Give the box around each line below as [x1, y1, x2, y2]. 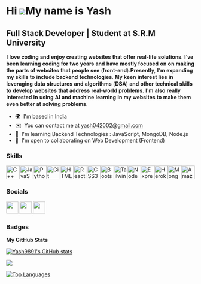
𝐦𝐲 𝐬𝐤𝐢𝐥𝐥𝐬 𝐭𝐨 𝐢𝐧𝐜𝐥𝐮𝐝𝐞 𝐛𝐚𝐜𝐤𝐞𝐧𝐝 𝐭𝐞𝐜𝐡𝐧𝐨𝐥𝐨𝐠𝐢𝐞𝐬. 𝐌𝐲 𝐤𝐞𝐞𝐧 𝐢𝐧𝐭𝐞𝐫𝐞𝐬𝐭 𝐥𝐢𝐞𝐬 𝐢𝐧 [6, 74, 173, 80]
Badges [6, 223, 29, 231]
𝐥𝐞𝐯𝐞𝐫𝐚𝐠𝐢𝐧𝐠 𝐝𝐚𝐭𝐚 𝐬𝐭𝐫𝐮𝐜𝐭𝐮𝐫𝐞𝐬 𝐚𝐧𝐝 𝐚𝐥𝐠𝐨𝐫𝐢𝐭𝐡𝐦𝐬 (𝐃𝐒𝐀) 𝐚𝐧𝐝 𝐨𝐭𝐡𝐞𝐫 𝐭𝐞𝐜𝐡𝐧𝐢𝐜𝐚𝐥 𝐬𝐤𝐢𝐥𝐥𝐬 [6, 80, 193, 87]
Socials [6, 188, 28, 196]
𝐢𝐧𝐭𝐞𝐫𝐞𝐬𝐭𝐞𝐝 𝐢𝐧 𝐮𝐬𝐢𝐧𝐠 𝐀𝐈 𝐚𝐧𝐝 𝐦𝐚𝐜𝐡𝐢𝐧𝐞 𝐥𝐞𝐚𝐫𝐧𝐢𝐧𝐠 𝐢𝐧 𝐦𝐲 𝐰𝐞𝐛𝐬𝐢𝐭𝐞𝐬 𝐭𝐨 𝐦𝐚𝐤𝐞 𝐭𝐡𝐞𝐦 [6, 94, 191, 101]
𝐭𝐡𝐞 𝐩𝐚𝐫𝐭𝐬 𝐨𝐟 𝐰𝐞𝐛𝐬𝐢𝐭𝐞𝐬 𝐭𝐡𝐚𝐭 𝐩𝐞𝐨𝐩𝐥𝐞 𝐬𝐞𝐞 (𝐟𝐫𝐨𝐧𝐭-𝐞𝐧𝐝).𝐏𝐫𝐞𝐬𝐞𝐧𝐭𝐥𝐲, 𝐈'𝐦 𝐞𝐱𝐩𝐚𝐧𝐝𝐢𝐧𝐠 [6, 67, 193, 74]
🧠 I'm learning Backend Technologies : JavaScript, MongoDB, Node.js [14, 131, 188, 137]
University [6, 37, 46, 47]
